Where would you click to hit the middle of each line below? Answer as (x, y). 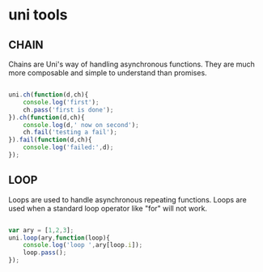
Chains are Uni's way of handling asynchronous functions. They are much (131, 64)
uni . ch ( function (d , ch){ (49, 95)
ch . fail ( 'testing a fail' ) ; (70, 132)
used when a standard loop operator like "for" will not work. (108, 208)
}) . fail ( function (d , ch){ (50, 140)
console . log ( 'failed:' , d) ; (68, 147)
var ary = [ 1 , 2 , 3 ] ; (41, 230)
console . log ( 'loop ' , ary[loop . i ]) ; (83, 245)
